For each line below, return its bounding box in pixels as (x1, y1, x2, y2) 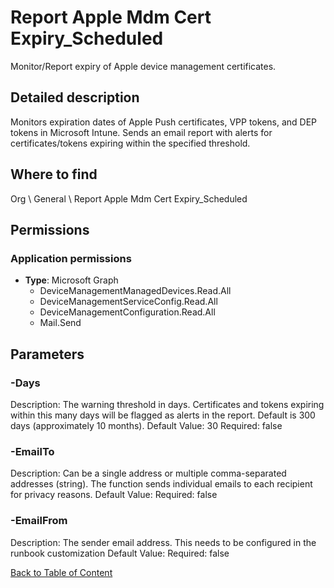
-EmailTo (10, 444, 55, 458)
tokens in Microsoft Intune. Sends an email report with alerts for (10, 126, 273, 138)
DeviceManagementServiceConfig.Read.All (39, 296, 218, 308)
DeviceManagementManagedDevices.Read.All (39, 285, 232, 297)
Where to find (10, 166, 98, 183)
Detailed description (10, 89, 140, 106)
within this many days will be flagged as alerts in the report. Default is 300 (10, 409, 316, 421)
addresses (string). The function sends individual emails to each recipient (10, 478, 313, 490)
